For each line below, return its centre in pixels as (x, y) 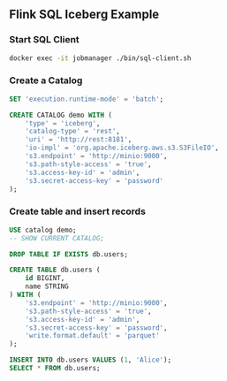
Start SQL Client (44, 40)
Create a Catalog (46, 80)
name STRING (47, 286)
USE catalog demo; (43, 230)
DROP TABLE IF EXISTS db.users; (68, 254)
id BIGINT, (45, 278)
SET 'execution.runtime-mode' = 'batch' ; (87, 99)
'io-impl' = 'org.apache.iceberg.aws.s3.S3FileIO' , (122, 148)
